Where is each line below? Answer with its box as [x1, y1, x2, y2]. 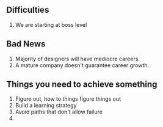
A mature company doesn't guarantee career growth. [15, 61, 150, 69]
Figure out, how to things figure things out [15, 95, 121, 103]
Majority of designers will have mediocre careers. [15, 55, 140, 62]
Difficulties [6, 5, 49, 15]
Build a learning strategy [15, 102, 77, 109]
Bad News [6, 39, 46, 49]
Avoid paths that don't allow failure [15, 108, 103, 115]
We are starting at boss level [15, 21, 87, 28]
